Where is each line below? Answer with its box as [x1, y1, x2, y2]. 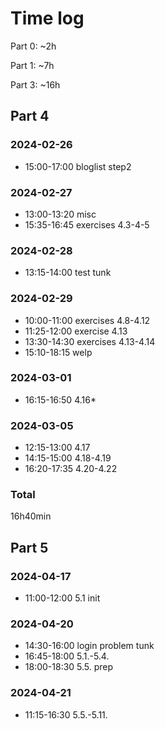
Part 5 [10, 539, 49, 556]
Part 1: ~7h [10, 59, 55, 71]
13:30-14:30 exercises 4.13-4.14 [24, 335, 156, 347]
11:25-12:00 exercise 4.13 [24, 325, 128, 337]
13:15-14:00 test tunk [24, 267, 112, 279]
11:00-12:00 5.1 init [24, 592, 101, 604]
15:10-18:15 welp [24, 346, 93, 358]
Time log [10, 7, 85, 30]
